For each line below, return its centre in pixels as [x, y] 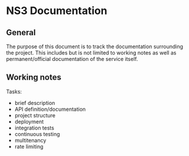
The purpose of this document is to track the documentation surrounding [95, 46]
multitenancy [30, 140]
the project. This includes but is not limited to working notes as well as [91, 53]
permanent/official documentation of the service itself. [72, 59]
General [21, 33]
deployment [29, 121]
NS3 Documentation [57, 11]
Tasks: [14, 91]
